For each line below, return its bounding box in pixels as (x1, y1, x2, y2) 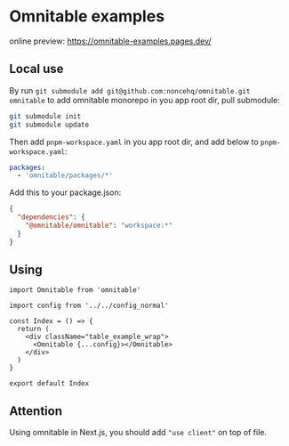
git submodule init (9, 111, 82, 121)
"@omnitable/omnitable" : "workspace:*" (25, 221, 173, 230)
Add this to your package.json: (9, 187, 122, 198)
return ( (17, 325, 50, 334)
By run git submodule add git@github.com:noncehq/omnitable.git (9, 85, 251, 95)
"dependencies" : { (17, 213, 86, 222)
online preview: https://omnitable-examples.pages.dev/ (9, 36, 212, 46)
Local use (9, 61, 64, 77)
